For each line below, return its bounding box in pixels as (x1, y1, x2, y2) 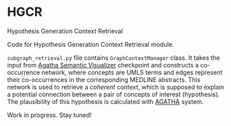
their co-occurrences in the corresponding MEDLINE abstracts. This (7, 75, 201, 83)
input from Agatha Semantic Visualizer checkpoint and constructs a (7, 61, 199, 69)
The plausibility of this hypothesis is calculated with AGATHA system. (7, 97, 204, 105)
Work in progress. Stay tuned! (7, 111, 92, 119)
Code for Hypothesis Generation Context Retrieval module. (7, 40, 174, 48)
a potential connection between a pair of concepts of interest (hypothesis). (7, 90, 220, 98)
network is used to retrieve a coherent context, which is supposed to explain (7, 83, 224, 91)
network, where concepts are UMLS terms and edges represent (41, 68, 223, 76)
